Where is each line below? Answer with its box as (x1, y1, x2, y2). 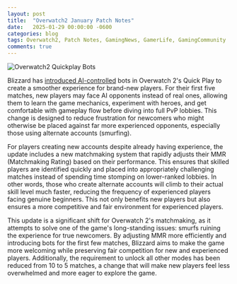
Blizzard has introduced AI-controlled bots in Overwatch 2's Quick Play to (7, 76, 222, 85)
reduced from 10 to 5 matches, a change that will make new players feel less (7, 261, 230, 269)
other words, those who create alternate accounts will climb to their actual (7, 180, 224, 188)
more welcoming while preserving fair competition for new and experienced (7, 247, 229, 254)
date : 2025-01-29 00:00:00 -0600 (7, 23, 112, 30)
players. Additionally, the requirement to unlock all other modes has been (7, 254, 221, 262)
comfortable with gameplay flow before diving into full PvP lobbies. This (7, 107, 217, 114)
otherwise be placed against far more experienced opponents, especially (7, 122, 221, 129)
